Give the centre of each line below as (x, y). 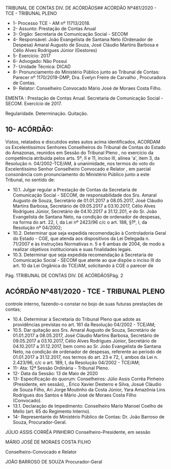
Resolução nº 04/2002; (37, 228)
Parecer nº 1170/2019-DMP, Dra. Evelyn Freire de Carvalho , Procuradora (89, 77)
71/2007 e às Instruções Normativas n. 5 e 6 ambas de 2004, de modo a (89, 244)
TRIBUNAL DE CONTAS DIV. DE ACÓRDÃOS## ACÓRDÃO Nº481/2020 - (81, 8)
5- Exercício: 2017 (32, 56)
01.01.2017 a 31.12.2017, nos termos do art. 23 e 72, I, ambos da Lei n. (85, 357)
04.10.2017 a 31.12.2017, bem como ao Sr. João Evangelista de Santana (87, 346)
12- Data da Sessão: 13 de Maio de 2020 (55, 373)
